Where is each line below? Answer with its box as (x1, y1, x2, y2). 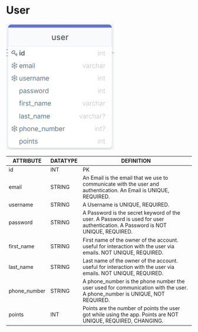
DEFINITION (121, 157, 151, 165)
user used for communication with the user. (82, 284, 189, 291)
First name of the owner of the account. (82, 236, 179, 244)
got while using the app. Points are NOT (82, 311, 179, 318)
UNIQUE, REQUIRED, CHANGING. (82, 317, 164, 324)
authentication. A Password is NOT (82, 222, 167, 229)
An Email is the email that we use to (82, 174, 169, 181)
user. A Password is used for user (82, 216, 164, 223)
